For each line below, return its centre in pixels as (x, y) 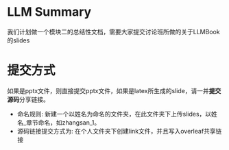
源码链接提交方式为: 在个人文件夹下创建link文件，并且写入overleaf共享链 (119, 131)
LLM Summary (49, 12)
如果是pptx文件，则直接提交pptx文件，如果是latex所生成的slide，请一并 (108, 90)
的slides (19, 40)
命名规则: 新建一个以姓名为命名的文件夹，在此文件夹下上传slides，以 (114, 114)
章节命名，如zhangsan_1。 (63, 122)
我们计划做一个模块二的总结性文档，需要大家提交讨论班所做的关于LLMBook (114, 32)
